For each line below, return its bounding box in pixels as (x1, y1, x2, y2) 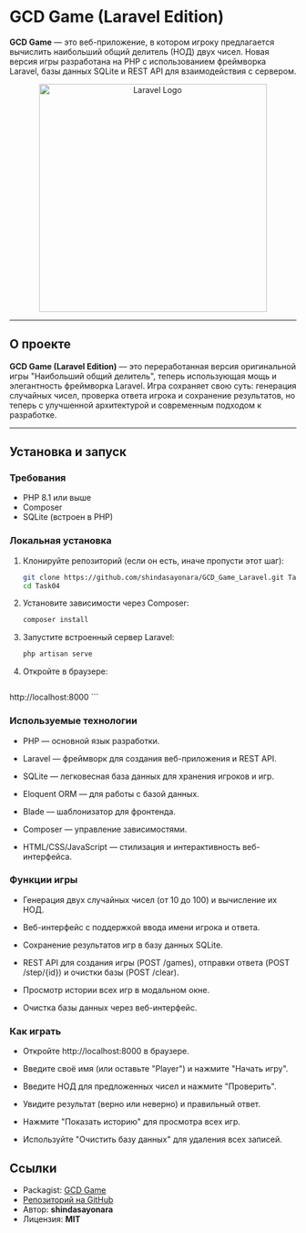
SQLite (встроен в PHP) (22, 512, 114, 523)
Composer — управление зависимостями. (22, 824, 188, 834)
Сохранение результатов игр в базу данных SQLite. (22, 939, 223, 950)
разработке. (9, 409, 57, 420)
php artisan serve (22, 649, 93, 658)
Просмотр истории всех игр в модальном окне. (22, 984, 210, 995)
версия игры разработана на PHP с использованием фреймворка (9, 56, 267, 67)
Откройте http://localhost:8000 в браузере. (22, 1046, 189, 1057)
